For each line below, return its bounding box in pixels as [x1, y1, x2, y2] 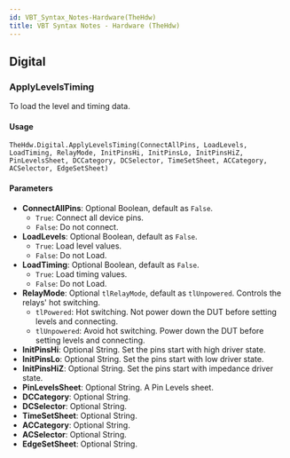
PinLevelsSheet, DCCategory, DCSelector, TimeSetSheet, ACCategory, [9, 156, 268, 165]
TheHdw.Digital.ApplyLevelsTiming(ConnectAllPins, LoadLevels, [9, 141, 248, 150]
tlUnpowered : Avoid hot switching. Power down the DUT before [35, 325, 264, 336]
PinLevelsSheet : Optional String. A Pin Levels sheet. [21, 382, 215, 392]
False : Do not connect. [35, 221, 119, 232]
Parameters [9, 183, 53, 193]
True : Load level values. [35, 241, 122, 251]
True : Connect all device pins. [35, 212, 145, 223]
